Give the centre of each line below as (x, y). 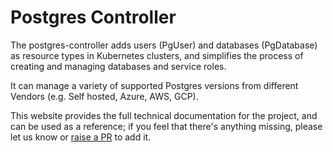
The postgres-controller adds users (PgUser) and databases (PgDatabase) (164, 45)
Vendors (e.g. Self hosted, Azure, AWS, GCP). (104, 96)
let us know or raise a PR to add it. (81, 137)
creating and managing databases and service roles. (118, 66)
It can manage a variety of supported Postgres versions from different (154, 85)
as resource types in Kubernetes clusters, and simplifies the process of (157, 55)
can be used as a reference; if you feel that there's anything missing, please (166, 126)
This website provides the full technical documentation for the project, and (164, 115)
